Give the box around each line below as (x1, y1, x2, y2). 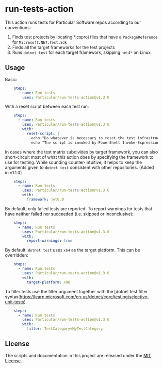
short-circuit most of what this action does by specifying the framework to (5, 154, 154, 160)
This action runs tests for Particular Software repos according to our (5, 19, 142, 25)
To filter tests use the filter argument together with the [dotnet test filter (5, 288, 148, 294)
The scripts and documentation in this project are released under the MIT (5, 352, 151, 358)
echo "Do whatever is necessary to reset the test (31, 135, 136, 140)
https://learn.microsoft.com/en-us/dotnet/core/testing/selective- (19, 294, 149, 300)
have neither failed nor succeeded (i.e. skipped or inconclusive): (5, 211, 134, 217)
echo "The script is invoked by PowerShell (31, 140, 120, 145)
